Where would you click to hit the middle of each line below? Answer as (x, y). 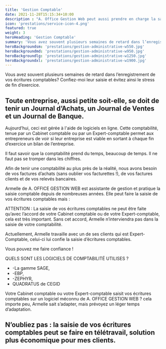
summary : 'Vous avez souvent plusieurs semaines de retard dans (73, 42)
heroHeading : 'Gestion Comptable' (41, 38)
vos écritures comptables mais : (38, 199)
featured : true (21, 28)
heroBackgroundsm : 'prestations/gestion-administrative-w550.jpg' (75, 47)
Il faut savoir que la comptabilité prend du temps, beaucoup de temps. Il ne (81, 154)
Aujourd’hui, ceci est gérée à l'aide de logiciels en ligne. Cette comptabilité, (82, 128)
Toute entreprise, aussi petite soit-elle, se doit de (82, 100)
